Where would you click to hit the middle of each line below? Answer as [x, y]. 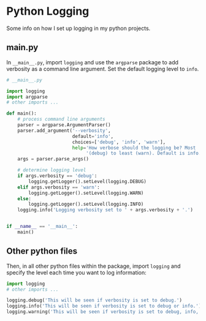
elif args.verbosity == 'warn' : [59, 187]
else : [25, 198]
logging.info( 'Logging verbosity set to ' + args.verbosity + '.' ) [105, 210]
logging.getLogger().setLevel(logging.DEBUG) [88, 181]
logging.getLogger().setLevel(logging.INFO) [86, 204]
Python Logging [48, 11]
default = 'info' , [93, 136]
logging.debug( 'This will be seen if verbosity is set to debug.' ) [94, 300]
